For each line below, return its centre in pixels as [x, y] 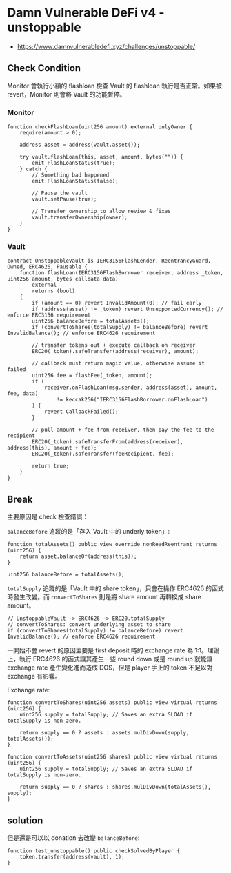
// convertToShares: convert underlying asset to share [89, 625]
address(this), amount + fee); [52, 448]
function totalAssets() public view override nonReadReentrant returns [112, 545]
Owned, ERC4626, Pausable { [48, 267]
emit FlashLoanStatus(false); [75, 181]
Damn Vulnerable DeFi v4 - [86, 13]
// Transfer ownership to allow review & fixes [101, 212]
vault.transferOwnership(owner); [80, 218]
